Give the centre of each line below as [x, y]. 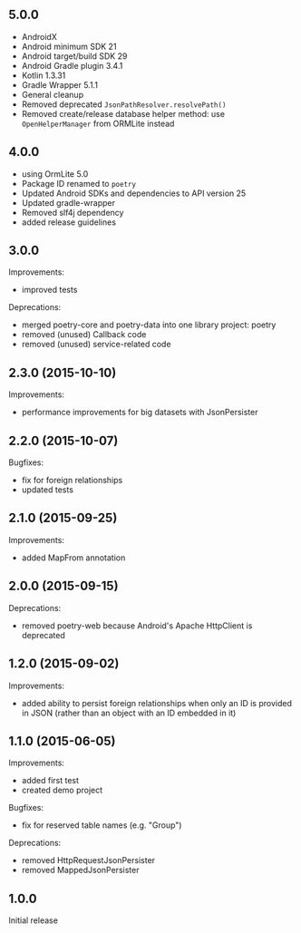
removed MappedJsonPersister [80, 870]
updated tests [48, 490]
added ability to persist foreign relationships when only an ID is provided [156, 703]
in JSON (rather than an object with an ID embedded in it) [129, 713]
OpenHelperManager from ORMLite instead [98, 123]
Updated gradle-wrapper [68, 202]
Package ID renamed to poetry [79, 183]
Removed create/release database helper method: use [123, 113]
